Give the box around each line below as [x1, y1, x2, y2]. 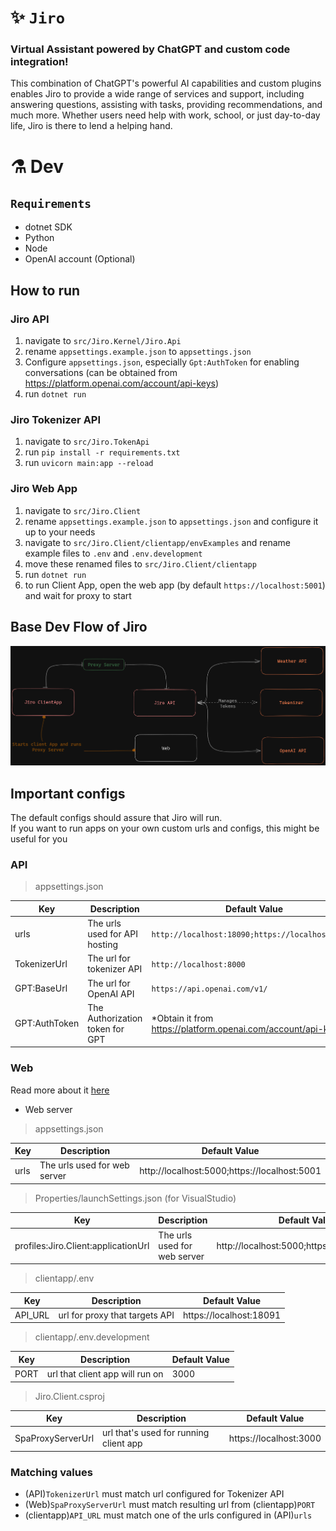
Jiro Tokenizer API [10, 413, 102, 427]
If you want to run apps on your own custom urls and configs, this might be [10, 822, 320, 835]
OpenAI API [87, 987, 135, 1000]
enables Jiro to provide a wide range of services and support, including [10, 88, 305, 100]
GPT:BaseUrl [14, 982, 68, 995]
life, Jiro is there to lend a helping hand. [10, 120, 173, 132]
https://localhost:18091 [182, 1309, 282, 1321]
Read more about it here [10, 1084, 110, 1096]
